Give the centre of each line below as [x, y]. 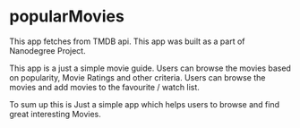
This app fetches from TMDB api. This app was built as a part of [127, 41]
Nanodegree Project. [48, 50]
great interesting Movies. [55, 114]
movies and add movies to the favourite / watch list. [104, 87]
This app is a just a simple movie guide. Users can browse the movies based [150, 68]
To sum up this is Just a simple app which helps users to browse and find [145, 104]
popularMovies [67, 17]
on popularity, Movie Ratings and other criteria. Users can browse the [137, 77]
